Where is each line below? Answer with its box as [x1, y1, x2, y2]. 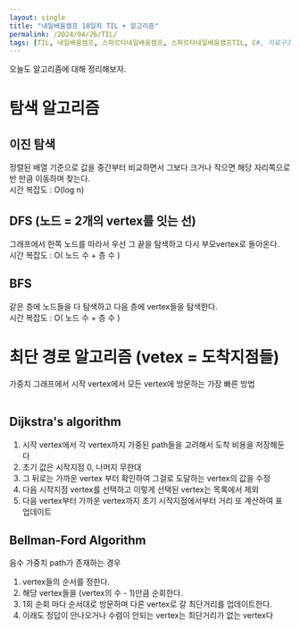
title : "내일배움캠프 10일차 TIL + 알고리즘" [9, 21, 159, 30]
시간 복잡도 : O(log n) [9, 184, 85, 195]
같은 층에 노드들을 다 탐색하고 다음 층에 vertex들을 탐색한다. [9, 301, 218, 311]
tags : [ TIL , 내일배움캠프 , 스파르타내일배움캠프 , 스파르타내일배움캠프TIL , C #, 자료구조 [9, 38, 293, 47]
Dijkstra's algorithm [9, 414, 122, 429]
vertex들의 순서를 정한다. [21, 576, 110, 587]
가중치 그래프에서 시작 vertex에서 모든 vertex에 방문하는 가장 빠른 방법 [9, 378, 255, 389]
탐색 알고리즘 [9, 98, 100, 119]
